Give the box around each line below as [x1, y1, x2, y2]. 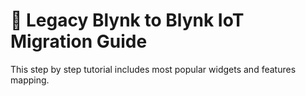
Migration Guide [10, 30, 148, 53]
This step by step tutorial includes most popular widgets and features [10, 63, 297, 75]
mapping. [10, 74, 50, 86]
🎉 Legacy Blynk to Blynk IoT [10, 9, 245, 32]
